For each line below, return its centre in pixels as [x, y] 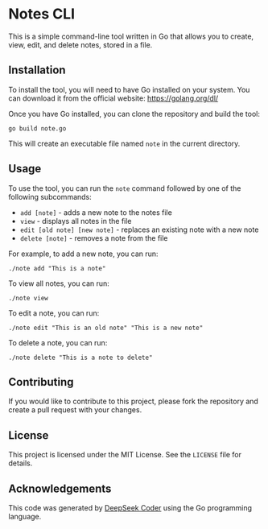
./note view [28, 298]
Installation [37, 70]
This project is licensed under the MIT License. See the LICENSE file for [125, 455]
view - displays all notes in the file [76, 221]
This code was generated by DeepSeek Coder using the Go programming [130, 508]
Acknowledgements [60, 488]
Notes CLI [41, 14]
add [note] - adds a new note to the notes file [96, 212]
